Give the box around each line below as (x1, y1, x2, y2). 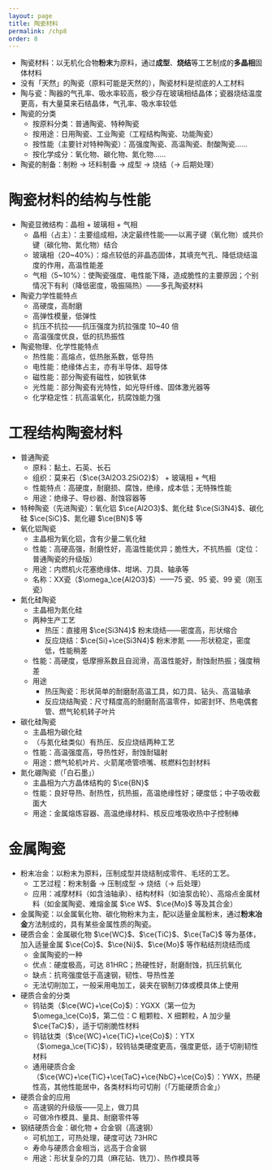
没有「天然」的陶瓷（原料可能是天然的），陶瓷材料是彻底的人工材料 (19, 78, 245, 88)
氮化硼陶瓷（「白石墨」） (19, 768, 99, 778)
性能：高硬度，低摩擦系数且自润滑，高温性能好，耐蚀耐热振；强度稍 (32, 656, 261, 666)
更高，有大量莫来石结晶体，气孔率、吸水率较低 (19, 98, 177, 108)
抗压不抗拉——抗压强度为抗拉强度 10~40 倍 (32, 321, 179, 331)
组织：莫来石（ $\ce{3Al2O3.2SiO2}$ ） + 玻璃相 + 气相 (32, 473, 217, 482)
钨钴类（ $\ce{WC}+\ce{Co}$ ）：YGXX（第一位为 (32, 1001, 196, 1011)
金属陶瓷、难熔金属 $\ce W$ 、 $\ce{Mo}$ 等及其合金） (54, 899, 238, 909)
